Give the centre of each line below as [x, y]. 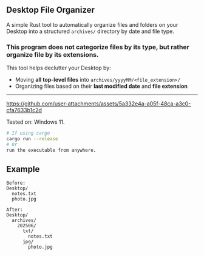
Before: [16, 183]
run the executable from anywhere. [51, 150]
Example [23, 169]
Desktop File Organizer [51, 10]
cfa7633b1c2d [24, 110]
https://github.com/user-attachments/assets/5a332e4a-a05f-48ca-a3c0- [99, 104]
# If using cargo [28, 133]
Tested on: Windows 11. [36, 122]
